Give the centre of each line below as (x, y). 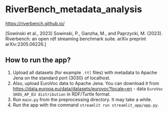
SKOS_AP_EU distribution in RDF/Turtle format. (62, 94)
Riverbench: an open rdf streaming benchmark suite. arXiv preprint (76, 39)
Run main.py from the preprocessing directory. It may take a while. (82, 99)
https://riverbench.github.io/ (35, 23)
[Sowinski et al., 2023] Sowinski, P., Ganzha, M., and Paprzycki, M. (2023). (84, 33)
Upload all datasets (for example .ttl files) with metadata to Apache (85, 72)
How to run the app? (38, 60)
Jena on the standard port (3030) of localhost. (62, 78)
